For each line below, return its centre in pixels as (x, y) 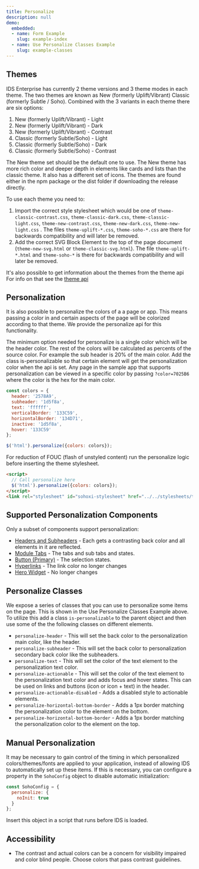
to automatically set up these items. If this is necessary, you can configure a (99, 769)
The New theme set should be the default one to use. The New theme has (96, 162)
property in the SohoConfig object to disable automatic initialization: (88, 776)
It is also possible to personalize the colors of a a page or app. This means (97, 312)
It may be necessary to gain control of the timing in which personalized (93, 757)
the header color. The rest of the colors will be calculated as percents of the (99, 349)
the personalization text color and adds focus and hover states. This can (103, 680)
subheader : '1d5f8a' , (38, 402)
